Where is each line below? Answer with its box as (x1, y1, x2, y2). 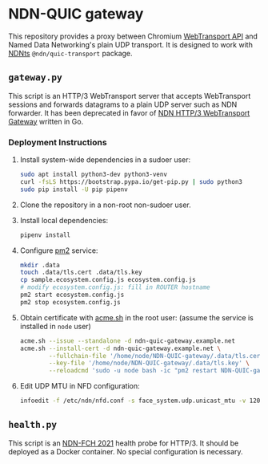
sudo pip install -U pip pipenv (19, 185, 128, 193)
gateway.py (8, 71, 62, 83)
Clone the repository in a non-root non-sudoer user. (19, 200, 191, 210)
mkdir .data (19, 261, 60, 269)
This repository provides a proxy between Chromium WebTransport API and (8, 31, 258, 41)
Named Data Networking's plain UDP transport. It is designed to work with (8, 39, 254, 49)
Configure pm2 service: (19, 246, 98, 255)
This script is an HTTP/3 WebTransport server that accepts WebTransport (8, 91, 251, 100)
